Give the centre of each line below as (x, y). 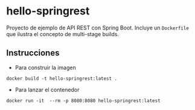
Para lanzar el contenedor (47, 90)
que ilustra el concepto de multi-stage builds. (63, 34)
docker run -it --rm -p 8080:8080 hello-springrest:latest (84, 100)
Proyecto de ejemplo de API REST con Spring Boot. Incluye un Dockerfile (97, 28)
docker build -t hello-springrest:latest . (62, 78)
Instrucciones (33, 53)
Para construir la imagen (46, 67)
